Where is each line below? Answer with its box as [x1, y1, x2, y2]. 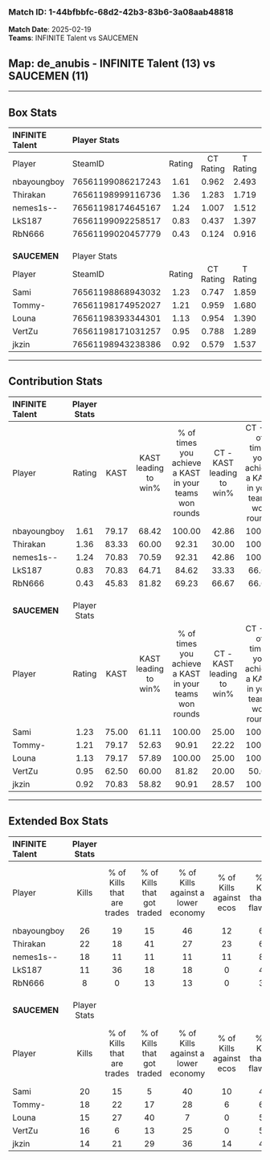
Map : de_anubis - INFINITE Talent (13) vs [8, 56, 215, 70]
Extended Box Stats [8, 815, 108, 828]
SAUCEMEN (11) [8, 69, 89, 83]
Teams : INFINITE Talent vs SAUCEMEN [8, 33, 138, 43]
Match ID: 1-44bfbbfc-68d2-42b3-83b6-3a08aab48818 [8, 6, 234, 18]
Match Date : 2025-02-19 [8, 25, 92, 35]
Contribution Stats [8, 374, 103, 388]
